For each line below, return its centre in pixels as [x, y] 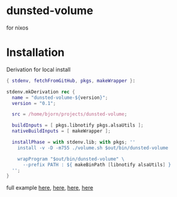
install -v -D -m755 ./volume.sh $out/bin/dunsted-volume [93, 148]
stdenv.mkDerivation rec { [41, 92]
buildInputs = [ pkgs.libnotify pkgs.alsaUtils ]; [78, 126]
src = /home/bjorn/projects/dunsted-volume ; [70, 114]
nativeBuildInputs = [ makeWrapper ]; [62, 131]
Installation [36, 52]
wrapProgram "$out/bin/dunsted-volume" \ [71, 159]
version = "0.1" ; [34, 103]
